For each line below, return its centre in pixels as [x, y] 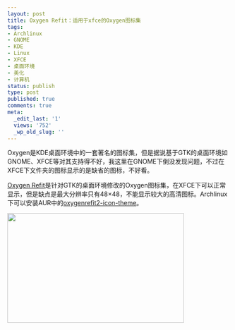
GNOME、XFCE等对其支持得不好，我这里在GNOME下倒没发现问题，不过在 [116, 161]
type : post [23, 92]
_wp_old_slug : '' [39, 132]
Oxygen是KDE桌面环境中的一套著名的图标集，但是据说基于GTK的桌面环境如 [117, 153]
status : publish [31, 86]
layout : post [26, 14]
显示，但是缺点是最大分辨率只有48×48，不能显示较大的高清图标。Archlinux [117, 194]
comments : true [30, 106]
